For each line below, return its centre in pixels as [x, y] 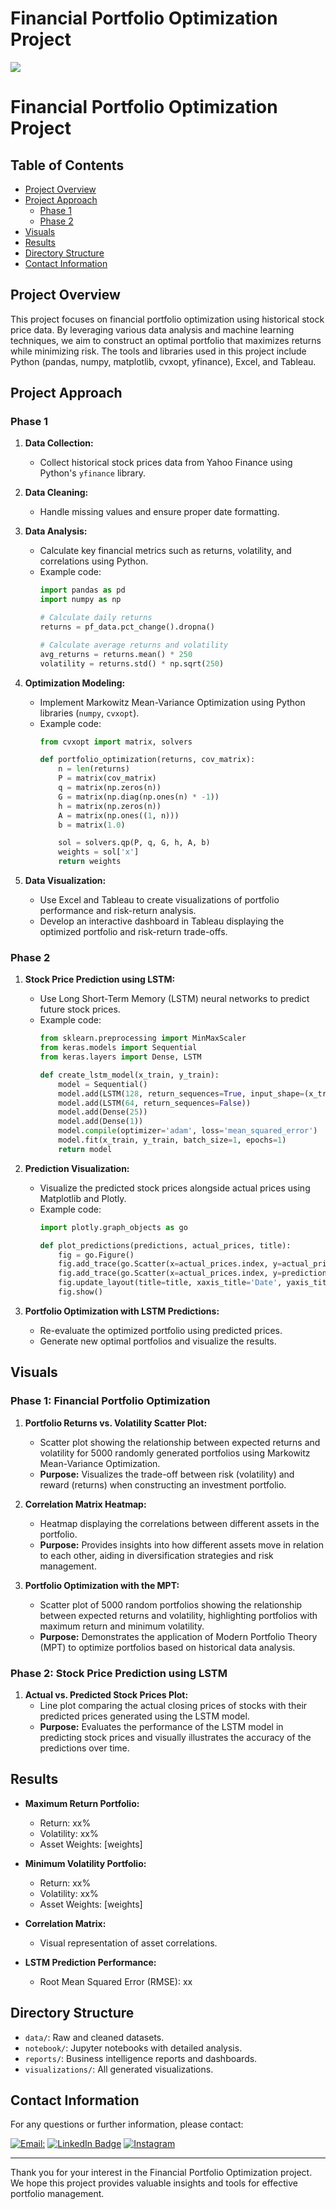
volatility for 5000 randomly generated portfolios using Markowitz [175, 1453]
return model [85, 1149]
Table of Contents [67, 165]
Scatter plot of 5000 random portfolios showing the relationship [171, 1604]
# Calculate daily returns [96, 618]
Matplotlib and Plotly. [83, 1198]
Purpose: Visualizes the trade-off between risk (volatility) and [167, 1474]
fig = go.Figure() [96, 1255]
